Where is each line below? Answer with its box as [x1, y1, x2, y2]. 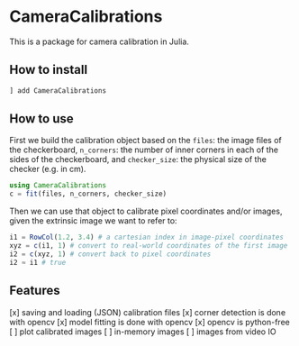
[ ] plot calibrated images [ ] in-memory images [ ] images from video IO [9, 326, 276, 337]
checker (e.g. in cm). [9, 164, 86, 175]
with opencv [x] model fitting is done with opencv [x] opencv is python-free [9, 316, 290, 327]
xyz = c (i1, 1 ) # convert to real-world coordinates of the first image [9, 241, 288, 250]
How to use [9, 111, 74, 127]
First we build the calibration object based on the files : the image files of [9, 135, 282, 146]
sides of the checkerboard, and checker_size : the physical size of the [9, 154, 267, 165]
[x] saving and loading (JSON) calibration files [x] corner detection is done [9, 306, 286, 317]
